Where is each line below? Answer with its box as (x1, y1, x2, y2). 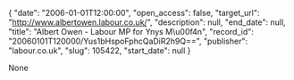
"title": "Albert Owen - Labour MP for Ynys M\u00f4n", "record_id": (8, 27, 254, 36)
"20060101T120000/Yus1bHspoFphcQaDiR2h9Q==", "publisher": (8, 36, 248, 46)
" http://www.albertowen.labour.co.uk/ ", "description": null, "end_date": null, (8, 17, 287, 28)
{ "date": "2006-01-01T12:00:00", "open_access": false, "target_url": (8, 8, 260, 18)
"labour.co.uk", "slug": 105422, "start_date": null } (8, 45, 191, 56)
